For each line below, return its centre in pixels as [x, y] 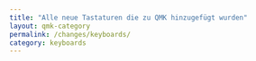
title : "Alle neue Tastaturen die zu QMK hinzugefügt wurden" [128, 17]
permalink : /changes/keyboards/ [70, 34]
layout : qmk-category [50, 26]
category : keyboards [48, 43]
